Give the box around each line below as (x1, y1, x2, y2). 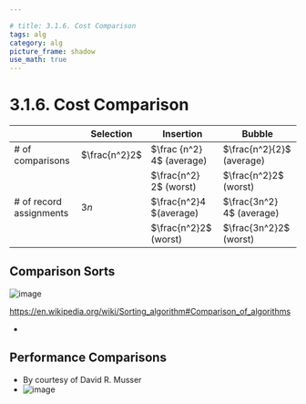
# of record (14, 195, 62, 208)
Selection (90, 128, 133, 140)
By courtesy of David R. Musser (22, 374, 142, 385)
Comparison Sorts (9, 264, 116, 279)
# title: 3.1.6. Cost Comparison (9, 21, 137, 30)
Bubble (241, 128, 273, 140)
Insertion (162, 128, 203, 140)
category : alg (9, 38, 64, 47)
